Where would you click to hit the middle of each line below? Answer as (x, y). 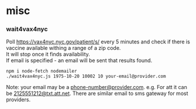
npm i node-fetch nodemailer (42, 71)
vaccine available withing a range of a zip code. (63, 48)
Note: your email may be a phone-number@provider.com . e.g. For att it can (97, 87)
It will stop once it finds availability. (48, 54)
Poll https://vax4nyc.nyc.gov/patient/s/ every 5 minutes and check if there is (98, 42)
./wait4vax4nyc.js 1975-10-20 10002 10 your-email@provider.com (86, 76)
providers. (18, 100)
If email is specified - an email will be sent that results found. (79, 60)
